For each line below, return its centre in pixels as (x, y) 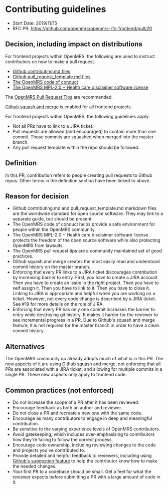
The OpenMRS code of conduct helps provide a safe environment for (84, 224)
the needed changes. (34, 466)
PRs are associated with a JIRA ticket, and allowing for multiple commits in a (84, 369)
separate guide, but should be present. (53, 219)
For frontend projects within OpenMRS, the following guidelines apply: (78, 116)
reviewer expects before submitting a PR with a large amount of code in (86, 477)
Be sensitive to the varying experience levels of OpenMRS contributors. (86, 429)
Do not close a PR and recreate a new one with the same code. (77, 413)
